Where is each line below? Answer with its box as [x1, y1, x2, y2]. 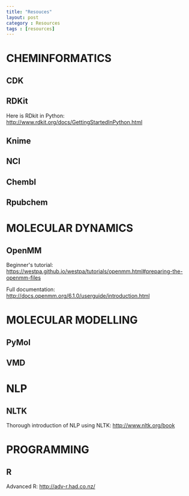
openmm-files [6, 274, 41, 281]
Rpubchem [6, 197, 48, 208]
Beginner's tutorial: [6, 262, 53, 269]
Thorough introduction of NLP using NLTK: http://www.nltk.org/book [6, 422, 175, 429]
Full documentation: [6, 286, 55, 293]
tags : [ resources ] [6, 25, 55, 32]
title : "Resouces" [6, 8, 52, 15]
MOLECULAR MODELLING [6, 313, 138, 327]
